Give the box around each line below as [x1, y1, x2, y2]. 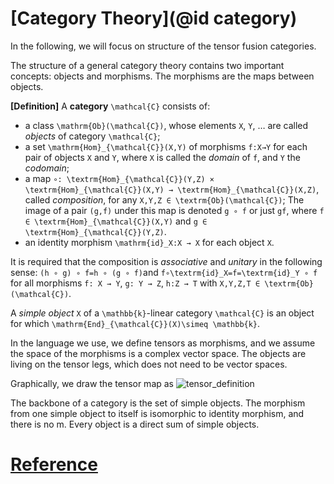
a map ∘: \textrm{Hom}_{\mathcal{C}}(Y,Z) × [24, 172, 215, 184]
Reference [10, 453, 98, 476]
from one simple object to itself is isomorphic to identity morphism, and [10, 407, 305, 419]
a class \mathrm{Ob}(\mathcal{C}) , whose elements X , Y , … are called [24, 119, 309, 131]
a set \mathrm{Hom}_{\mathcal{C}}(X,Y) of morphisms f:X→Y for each [24, 140, 308, 152]
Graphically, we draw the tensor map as [10, 377, 175, 389]
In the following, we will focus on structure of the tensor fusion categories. [10, 40, 317, 52]
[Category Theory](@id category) [10, 7, 298, 30]
